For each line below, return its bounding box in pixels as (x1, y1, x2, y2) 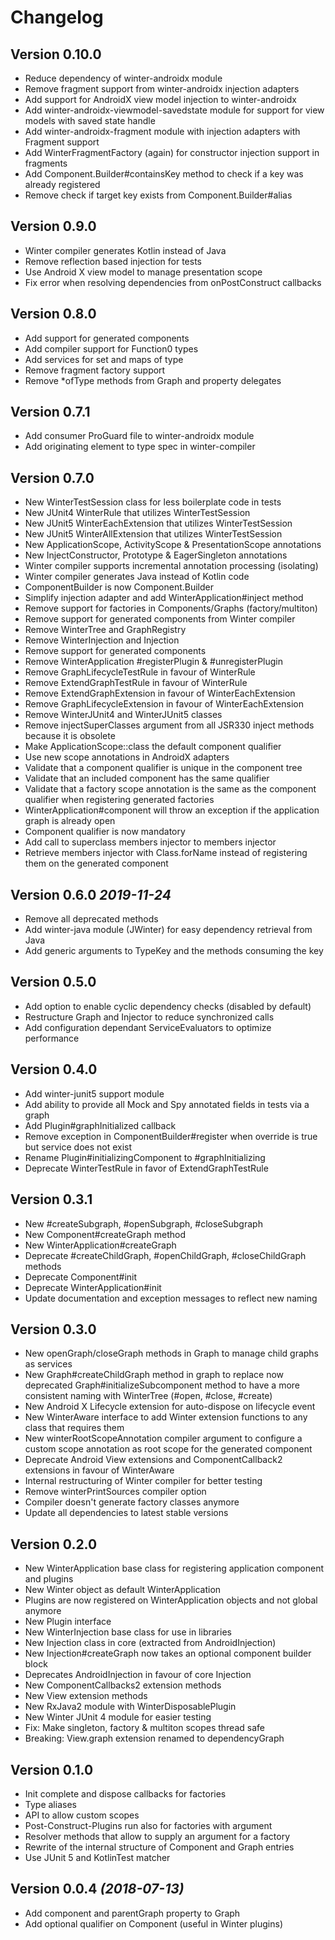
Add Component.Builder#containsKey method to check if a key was (24, 168, 304, 180)
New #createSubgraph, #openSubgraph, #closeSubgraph (24, 1217, 263, 1230)
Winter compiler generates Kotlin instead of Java (24, 244, 227, 256)
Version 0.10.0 (10, 46, 102, 63)
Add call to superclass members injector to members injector (24, 836, 277, 848)
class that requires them (24, 1422, 125, 1434)
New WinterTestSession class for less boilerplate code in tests (24, 496, 282, 508)
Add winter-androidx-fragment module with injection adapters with (24, 126, 301, 137)
